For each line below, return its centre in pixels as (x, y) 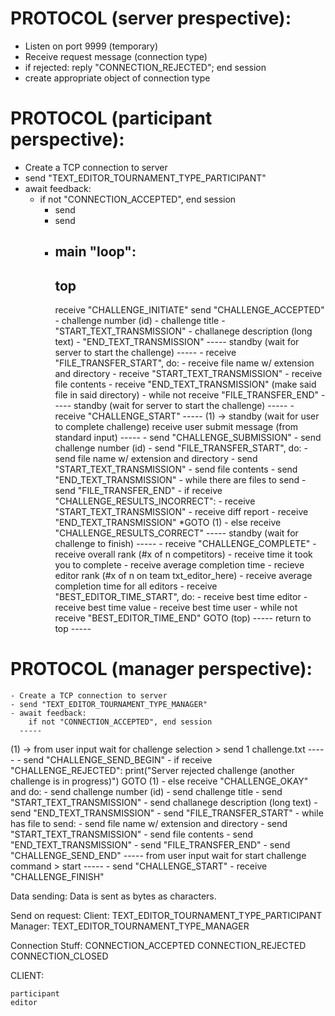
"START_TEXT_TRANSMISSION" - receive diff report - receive (181, 512)
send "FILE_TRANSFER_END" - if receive (138, 491)
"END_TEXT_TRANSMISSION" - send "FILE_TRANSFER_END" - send (150, 845)
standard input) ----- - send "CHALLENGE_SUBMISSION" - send (188, 438)
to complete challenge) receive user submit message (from (176, 427)
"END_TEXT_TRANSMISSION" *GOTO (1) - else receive (168, 523)
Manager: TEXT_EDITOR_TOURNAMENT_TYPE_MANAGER (130, 926)
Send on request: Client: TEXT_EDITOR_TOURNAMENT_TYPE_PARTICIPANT (166, 916)
